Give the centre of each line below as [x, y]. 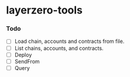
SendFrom [27, 61]
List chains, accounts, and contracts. [59, 48]
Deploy [23, 55]
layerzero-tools [45, 10]
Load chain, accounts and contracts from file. [69, 41]
